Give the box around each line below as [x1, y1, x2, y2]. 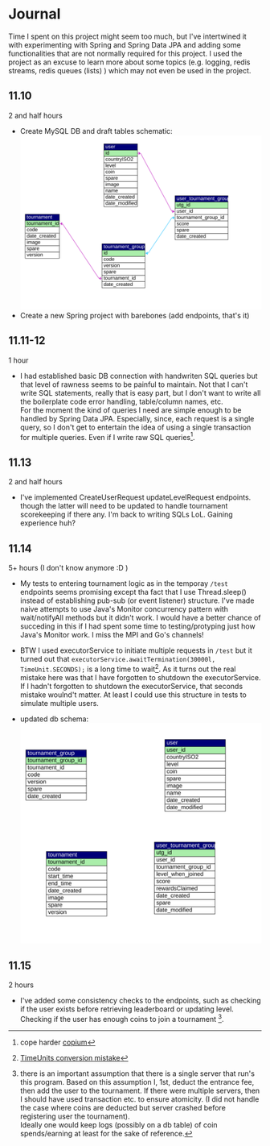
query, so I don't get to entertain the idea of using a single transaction [19, 422, 252, 432]
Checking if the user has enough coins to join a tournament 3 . [19, 1013, 224, 1024]
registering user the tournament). [19, 1111, 130, 1121]
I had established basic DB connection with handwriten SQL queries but [19, 371, 259, 380]
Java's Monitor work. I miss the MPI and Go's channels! [19, 629, 204, 639]
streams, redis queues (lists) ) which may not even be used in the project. [8, 65, 252, 75]
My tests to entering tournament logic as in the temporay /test [19, 578, 229, 588]
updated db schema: [19, 714, 89, 724]
